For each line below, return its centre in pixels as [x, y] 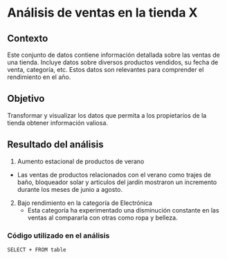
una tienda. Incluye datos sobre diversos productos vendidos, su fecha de [113, 62]
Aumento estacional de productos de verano [81, 161]
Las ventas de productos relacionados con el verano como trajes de [114, 175]
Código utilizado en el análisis [58, 235]
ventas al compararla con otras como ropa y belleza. [102, 217]
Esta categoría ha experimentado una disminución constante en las [123, 210]
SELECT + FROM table [37, 250]
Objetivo [26, 99]
